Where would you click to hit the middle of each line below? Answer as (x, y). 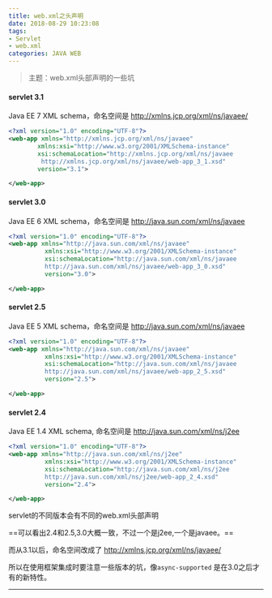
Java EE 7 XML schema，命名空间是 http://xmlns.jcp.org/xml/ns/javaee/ (128, 116)
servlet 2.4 (28, 412)
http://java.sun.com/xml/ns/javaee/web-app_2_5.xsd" (135, 372)
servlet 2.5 (27, 307)
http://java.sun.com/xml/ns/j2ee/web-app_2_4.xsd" (132, 477)
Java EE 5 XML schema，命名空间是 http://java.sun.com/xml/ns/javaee (127, 326)
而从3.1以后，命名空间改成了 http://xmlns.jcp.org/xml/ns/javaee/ (115, 550)
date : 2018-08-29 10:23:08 (54, 24)
